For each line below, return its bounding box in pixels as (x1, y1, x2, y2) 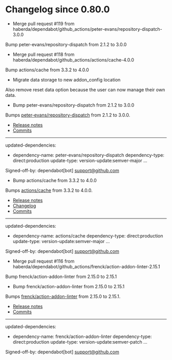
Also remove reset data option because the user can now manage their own (5, 86, 165, 93)
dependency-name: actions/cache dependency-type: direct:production (12, 232, 163, 239)
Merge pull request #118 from (12, 51, 75, 57)
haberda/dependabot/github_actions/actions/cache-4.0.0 (12, 56, 134, 63)
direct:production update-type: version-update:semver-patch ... (12, 338, 147, 345)
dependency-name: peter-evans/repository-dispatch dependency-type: (12, 152, 165, 158)
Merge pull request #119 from (12, 21, 75, 27)
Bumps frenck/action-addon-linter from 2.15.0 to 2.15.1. (5, 293, 121, 299)
